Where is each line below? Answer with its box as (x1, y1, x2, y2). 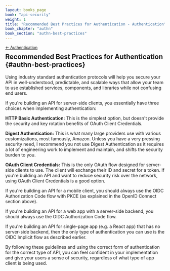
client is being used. (5, 260, 47, 266)
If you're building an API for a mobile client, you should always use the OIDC (5, 187, 164, 193)
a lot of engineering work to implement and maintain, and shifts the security (5, 146, 163, 152)
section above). (5, 198, 38, 204)
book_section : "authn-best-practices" (5, 31, 87, 36)
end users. (5, 90, 28, 96)
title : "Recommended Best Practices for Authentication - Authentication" (5, 21, 166, 27)
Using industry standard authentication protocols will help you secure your (5, 74, 161, 80)
